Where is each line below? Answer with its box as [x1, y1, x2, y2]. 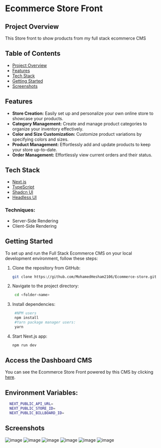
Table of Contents [5, 49, 61, 58]
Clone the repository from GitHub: [12, 265, 80, 271]
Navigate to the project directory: [12, 283, 79, 289]
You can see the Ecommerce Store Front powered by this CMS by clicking [5, 369, 154, 375]
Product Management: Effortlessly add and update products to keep [12, 141, 151, 147]
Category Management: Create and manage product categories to [12, 121, 147, 127]
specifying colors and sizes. [12, 136, 69, 142]
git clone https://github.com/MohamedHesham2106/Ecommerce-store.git [12, 274, 157, 279]
